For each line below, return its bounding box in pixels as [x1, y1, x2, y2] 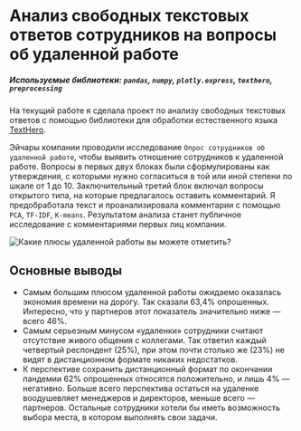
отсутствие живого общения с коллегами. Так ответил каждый [22, 334, 267, 345]
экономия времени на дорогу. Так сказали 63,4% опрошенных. [22, 296, 269, 307]
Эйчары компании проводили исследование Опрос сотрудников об [9, 142, 266, 153]
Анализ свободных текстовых [9, 5, 249, 26]
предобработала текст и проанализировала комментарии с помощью [9, 200, 281, 211]
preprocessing [9, 83, 63, 93]
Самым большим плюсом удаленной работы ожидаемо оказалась [22, 286, 282, 297]
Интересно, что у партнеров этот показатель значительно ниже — [22, 305, 281, 317]
